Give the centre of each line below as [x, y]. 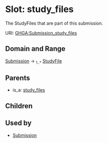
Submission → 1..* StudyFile [34, 61]
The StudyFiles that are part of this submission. [54, 23]
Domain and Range [35, 49]
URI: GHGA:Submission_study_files [41, 33]
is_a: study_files [29, 90]
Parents [18, 78]
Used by [18, 123]
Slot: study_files [39, 9]
